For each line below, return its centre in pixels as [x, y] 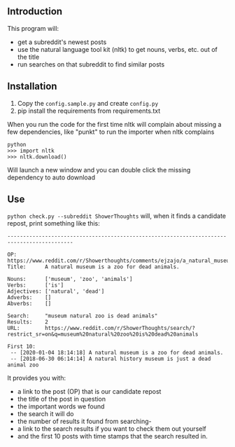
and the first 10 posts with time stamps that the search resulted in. [113, 436]
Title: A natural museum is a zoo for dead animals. [93, 267]
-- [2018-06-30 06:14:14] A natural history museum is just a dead [111, 359]
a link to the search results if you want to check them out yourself [112, 429]
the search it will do [45, 414]
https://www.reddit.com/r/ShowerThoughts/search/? [120, 329]
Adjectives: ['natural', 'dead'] [56, 291]
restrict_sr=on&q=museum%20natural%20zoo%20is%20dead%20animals [103, 335]
